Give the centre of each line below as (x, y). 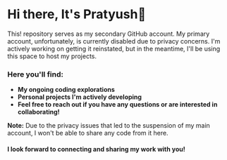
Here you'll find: (35, 74)
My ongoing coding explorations (66, 90)
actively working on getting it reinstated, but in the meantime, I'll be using (114, 48)
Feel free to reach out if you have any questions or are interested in (117, 105)
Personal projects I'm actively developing (80, 97)
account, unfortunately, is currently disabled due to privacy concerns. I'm (114, 41)
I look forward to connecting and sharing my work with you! (96, 149)
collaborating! (38, 112)
